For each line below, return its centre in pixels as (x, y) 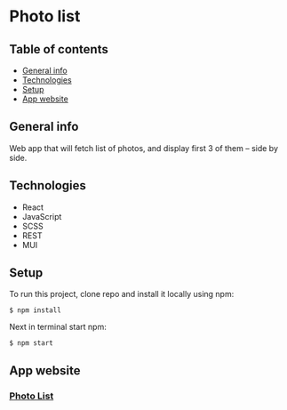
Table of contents (59, 49)
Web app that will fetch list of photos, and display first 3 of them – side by (143, 148)
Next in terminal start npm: (58, 327)
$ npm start (31, 343)
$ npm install (36, 310)
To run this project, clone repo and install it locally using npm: (122, 294)
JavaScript (42, 216)
